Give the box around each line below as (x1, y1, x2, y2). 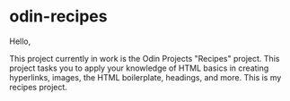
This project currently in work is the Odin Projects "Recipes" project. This (9, 53, 280, 63)
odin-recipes (9, 6, 108, 27)
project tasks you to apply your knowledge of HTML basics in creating (9, 63, 269, 73)
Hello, (9, 36, 31, 46)
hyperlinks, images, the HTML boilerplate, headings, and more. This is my (9, 72, 282, 82)
